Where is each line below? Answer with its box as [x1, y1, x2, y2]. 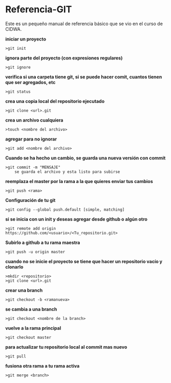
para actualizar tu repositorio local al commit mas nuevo [5, 344, 127, 350]
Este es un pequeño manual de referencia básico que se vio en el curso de [5, 21, 163, 27]
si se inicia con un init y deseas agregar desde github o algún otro [5, 216, 147, 222]
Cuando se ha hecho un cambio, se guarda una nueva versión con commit [5, 155, 166, 161]
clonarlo [5, 264, 24, 270]
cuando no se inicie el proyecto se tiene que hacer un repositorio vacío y [5, 258, 163, 265]
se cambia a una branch [5, 306, 57, 312]
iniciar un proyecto [5, 36, 47, 42]
